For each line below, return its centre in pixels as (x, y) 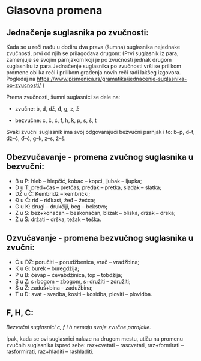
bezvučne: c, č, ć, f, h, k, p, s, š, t (56, 120)
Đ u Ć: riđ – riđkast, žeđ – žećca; (55, 200)
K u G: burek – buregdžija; (47, 268)
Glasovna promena (54, 11)
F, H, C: (20, 313)
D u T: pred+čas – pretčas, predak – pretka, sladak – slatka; (88, 187)
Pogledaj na (21, 79)
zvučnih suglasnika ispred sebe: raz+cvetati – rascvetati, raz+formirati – (95, 345)
